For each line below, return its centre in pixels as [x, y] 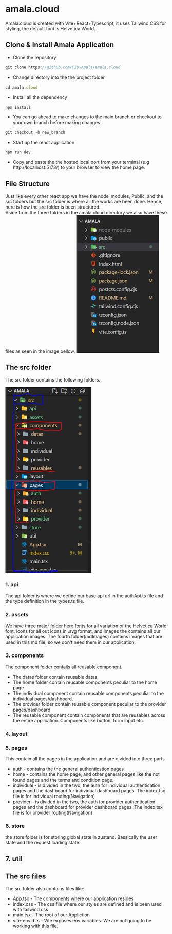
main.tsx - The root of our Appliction [51, 915]
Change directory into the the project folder [59, 77]
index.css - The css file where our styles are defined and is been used [87, 904]
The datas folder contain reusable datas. [55, 677]
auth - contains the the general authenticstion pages [68, 769]
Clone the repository [34, 57]
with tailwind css [31, 910]
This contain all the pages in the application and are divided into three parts [85, 759]
